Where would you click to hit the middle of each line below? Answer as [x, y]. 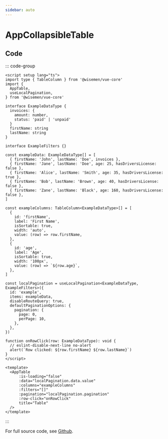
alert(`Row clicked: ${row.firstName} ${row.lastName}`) [71, 350]
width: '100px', [32, 261]
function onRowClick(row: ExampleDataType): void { [61, 341]
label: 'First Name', [37, 221]
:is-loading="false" [40, 376]
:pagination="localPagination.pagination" [64, 394]
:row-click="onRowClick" [45, 398]
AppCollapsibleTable [50, 35]
